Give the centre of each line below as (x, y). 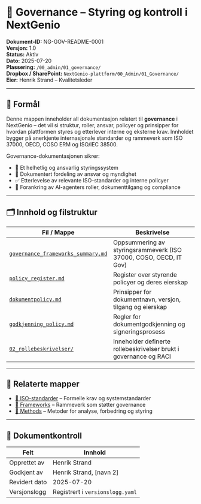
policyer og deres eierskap (150, 282)
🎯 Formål (23, 104)
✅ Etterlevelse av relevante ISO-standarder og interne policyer (92, 180)
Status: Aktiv (22, 54)
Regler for (127, 316)
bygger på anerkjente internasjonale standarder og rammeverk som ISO (95, 138)
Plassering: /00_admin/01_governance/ (54, 67)
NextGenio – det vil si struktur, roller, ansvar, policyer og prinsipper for (92, 125)
